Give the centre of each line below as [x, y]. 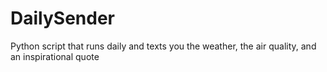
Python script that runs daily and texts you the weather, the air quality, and [163, 46]
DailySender [62, 18]
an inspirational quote [55, 56]
